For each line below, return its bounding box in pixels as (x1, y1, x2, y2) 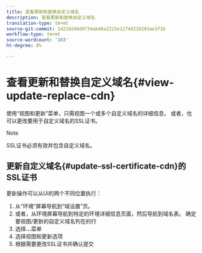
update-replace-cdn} (6, 89, 116, 103)
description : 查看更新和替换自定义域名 (6, 14, 95, 21)
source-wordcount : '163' (6, 37, 69, 43)
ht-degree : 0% (6, 43, 42, 49)
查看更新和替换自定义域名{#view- (6, 76, 174, 89)
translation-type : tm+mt (6, 20, 69, 26)
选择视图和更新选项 (14, 232, 63, 240)
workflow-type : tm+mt (6, 31, 61, 37)
